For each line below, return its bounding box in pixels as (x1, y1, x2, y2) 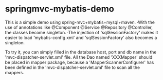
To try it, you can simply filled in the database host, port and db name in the (5, 49, 157, 55)
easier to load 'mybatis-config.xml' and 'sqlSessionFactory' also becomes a (5, 35, 157, 40)
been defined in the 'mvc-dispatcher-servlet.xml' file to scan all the (5, 64, 140, 70)
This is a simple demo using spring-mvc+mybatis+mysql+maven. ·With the (5, 19, 155, 25)
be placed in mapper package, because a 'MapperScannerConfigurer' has (5, 59, 154, 65)
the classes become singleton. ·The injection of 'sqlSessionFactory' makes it (5, 29, 158, 35)
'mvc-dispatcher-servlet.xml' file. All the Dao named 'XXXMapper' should (5, 54, 152, 60)
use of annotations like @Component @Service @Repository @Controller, (5, 24, 153, 30)
